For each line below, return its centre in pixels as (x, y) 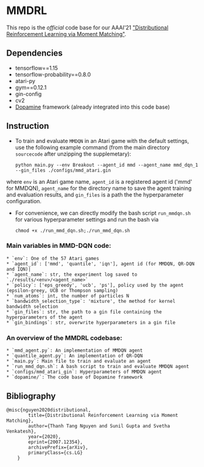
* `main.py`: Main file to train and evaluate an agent (79, 361)
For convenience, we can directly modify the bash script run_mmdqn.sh (103, 213)
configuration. (24, 201)
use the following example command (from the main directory (93, 147)
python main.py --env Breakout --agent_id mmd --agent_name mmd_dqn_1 (107, 165)
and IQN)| (19, 269)
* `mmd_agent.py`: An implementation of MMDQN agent (75, 351)
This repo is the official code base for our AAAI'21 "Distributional (87, 27)
